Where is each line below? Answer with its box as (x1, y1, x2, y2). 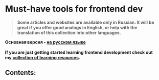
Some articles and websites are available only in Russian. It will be (17, 19, 154, 25)
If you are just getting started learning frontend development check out (5, 49, 153, 55)
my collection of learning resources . (5, 54, 81, 60)
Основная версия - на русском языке (5, 39, 86, 45)
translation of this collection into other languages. (17, 30, 121, 35)
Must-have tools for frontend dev (5, 3, 143, 15)
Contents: (5, 69, 36, 77)
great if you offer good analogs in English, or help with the (17, 24, 137, 30)
